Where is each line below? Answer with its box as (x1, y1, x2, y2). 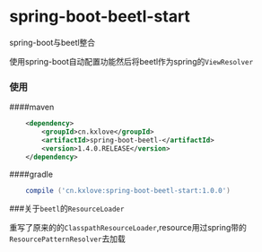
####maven (9, 101, 55, 113)
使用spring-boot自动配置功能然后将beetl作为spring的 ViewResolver (9, 56, 254, 66)
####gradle (9, 169, 54, 179)
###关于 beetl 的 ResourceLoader (9, 204, 125, 214)
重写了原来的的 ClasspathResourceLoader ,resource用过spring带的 (9, 222, 247, 233)
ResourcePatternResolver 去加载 (9, 233, 126, 244)
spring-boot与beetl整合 (9, 37, 96, 48)
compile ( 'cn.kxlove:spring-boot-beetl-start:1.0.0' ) (25, 186, 231, 195)
